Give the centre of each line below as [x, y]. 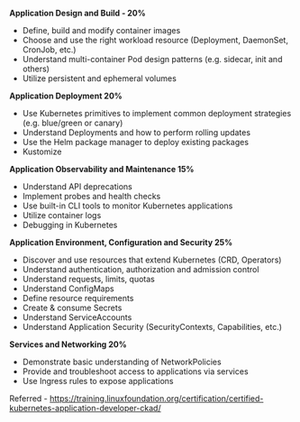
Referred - [28, 399]
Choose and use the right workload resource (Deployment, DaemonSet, [155, 40]
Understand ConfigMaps [68, 289]
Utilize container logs [62, 215]
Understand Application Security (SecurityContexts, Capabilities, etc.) [152, 327]
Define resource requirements [78, 298]
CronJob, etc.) [49, 50]
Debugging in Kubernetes [70, 225]
